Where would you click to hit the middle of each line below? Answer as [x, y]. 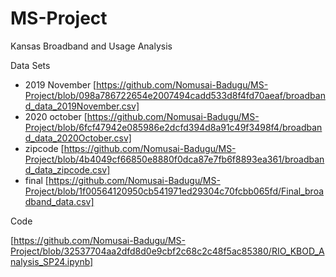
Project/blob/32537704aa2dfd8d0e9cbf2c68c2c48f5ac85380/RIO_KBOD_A [167, 251]
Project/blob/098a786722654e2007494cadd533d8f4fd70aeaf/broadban [175, 95]
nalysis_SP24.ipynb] [52, 261]
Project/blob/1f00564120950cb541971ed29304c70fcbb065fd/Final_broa [174, 191]
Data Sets [30, 65]
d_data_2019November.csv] [82, 106]
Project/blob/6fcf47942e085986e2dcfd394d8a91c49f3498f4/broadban [173, 127]
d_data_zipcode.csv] [67, 169]
